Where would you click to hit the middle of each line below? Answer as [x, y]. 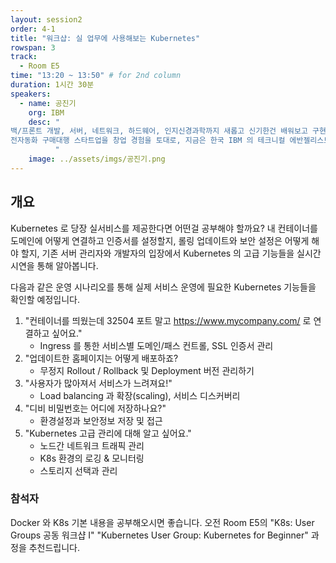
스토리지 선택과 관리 [78, 470]
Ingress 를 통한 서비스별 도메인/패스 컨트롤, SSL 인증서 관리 [156, 345]
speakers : [31, 94]
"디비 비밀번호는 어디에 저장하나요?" [95, 408]
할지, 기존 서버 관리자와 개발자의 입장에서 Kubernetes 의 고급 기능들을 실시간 [171, 253]
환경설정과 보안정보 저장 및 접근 [101, 420]
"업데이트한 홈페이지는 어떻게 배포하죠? [101, 358]
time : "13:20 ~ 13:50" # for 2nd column [96, 76]
